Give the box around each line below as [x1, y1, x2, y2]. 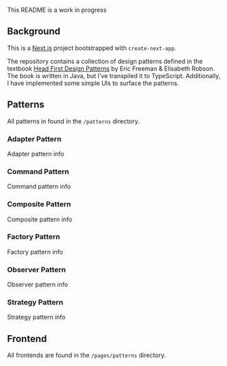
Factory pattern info [7, 247, 64, 256]
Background [7, 25, 60, 37]
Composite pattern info [7, 215, 73, 223]
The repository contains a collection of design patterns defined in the [7, 57, 203, 65]
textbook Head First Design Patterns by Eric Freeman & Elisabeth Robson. [7, 64, 215, 73]
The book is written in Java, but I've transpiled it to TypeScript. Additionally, [7, 71, 221, 80]
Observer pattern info [7, 280, 69, 289]
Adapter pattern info [7, 149, 64, 158]
